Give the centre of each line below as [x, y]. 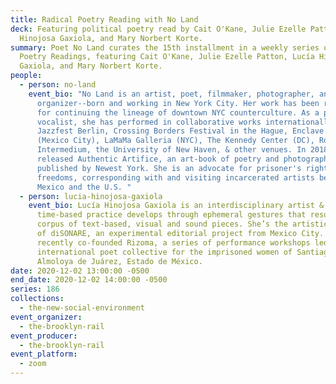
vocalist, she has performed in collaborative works [149, 122]
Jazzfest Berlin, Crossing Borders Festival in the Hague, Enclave [180, 131]
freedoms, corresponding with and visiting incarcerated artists [175, 177]
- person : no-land [58, 85]
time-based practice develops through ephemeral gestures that [171, 215]
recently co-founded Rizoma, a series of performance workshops [173, 242]
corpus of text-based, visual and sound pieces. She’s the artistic [182, 224]
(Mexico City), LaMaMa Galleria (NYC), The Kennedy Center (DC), [175, 141]
